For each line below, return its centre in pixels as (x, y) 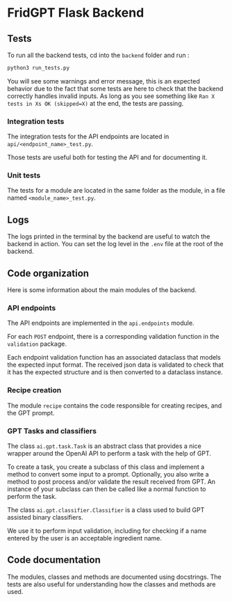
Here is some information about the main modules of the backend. (102, 290)
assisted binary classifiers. (45, 517)
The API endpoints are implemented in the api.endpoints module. (101, 323)
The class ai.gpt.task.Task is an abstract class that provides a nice (104, 446)
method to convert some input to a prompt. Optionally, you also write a (108, 474)
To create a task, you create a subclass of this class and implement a (106, 467)
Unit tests (24, 175)
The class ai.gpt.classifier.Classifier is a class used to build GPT (106, 510)
